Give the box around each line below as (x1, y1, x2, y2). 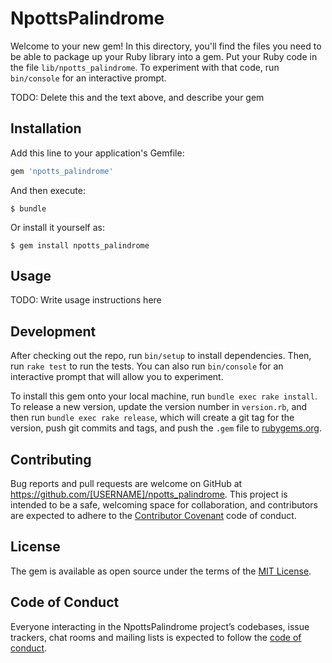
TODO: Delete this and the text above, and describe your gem (10, 91, 265, 103)
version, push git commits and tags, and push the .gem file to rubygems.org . (10, 422, 323, 434)
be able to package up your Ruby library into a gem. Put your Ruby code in (10, 50, 318, 62)
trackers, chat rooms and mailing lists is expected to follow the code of (10, 631, 302, 643)
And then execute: (10, 184, 86, 196)
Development (10, 323, 97, 340)
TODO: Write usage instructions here (10, 294, 162, 306)
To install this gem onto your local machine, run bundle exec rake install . (10, 390, 318, 402)
